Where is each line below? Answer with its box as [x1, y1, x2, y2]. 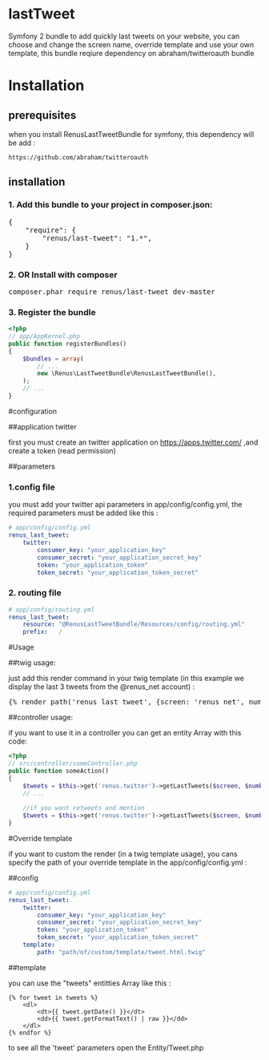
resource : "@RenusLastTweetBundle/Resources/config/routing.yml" [22, 620, 246, 629]
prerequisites [8, 108, 77, 122]
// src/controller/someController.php [8, 760, 138, 768]
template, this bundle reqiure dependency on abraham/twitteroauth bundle [8, 48, 255, 58]
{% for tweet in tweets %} [8, 993, 98, 1002]
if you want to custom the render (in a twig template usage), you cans [8, 848, 238, 858]
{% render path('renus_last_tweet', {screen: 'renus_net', [8, 698, 246, 707]
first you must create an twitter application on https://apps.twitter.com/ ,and [8, 437, 259, 447]
